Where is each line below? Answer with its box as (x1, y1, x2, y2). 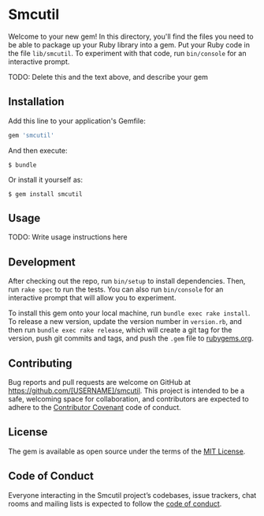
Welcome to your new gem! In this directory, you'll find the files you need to (8, 32, 254, 41)
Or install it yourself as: (8, 175, 83, 184)
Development (8, 255, 76, 269)
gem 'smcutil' (8, 131, 55, 139)
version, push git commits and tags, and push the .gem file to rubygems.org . (8, 333, 255, 343)
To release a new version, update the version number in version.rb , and (8, 317, 243, 326)
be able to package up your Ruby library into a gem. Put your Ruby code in (8, 40, 251, 49)
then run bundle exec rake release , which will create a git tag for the (8, 326, 232, 335)
